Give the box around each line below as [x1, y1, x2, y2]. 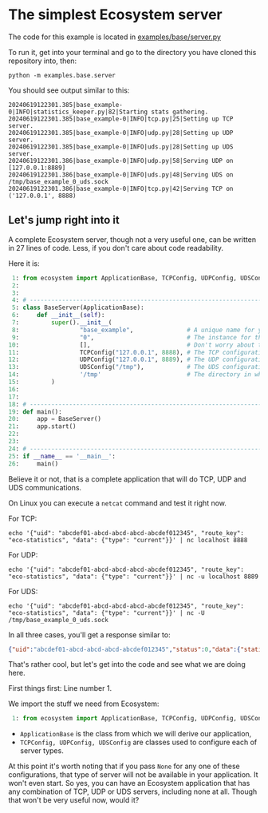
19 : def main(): [8, 407, 62, 416]
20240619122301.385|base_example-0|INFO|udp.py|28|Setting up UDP [8, 129, 234, 137]
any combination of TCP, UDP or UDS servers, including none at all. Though [8, 787, 258, 796]
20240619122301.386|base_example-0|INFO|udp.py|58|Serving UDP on [8, 157, 234, 165]
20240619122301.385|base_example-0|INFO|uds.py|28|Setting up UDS [8, 142, 234, 151]
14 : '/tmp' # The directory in [8, 371, 251, 379]
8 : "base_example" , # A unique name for [11, 326, 255, 334]
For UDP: [8, 549, 38, 560]
